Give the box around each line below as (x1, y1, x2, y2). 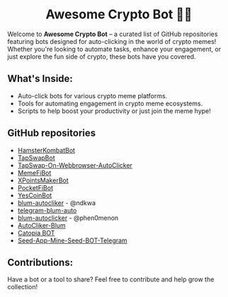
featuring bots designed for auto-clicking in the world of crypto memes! (7, 37, 217, 45)
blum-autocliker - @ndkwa (17, 198, 96, 207)
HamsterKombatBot (17, 146, 76, 154)
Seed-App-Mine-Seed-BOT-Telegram (17, 236, 127, 245)
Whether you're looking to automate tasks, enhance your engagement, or (7, 45, 222, 53)
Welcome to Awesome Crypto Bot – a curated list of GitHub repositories (7, 30, 218, 38)
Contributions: (7, 256, 73, 268)
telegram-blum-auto (17, 206, 77, 214)
